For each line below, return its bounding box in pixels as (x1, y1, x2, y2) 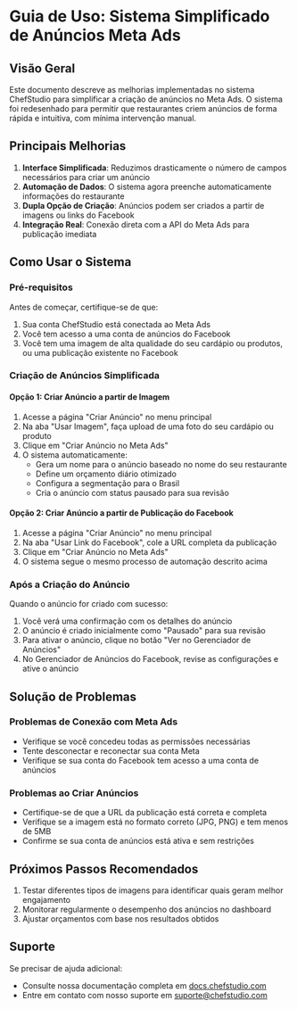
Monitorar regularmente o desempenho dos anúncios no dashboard (21, 904, 272, 914)
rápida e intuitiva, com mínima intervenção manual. (9, 113, 197, 123)
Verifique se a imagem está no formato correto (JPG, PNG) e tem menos (21, 816, 288, 827)
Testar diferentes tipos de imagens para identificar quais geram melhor (21, 885, 284, 896)
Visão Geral (9, 61, 76, 76)
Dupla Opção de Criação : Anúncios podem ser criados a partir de (21, 200, 265, 211)
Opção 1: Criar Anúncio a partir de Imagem (9, 392, 170, 402)
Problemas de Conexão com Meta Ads (9, 715, 178, 728)
